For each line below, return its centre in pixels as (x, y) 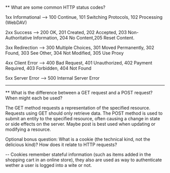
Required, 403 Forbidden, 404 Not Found (49, 68)
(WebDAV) (16, 23)
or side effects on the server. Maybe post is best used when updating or (80, 124)
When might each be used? (34, 98)
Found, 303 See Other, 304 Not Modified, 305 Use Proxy (65, 53)
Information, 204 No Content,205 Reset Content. (84, 38)
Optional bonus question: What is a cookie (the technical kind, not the (78, 139)
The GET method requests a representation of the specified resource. (78, 108)
